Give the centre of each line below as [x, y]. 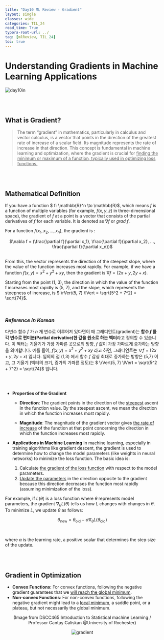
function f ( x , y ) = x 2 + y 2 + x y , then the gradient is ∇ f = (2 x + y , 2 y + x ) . [77, 272]
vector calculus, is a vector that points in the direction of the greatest [87, 137]
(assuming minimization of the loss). [56, 489]
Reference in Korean [30, 320]
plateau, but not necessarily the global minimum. [61, 608]
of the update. [19, 545]
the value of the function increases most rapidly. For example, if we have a [80, 267]
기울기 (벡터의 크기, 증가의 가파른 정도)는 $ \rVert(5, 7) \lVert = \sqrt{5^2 [87, 363]
